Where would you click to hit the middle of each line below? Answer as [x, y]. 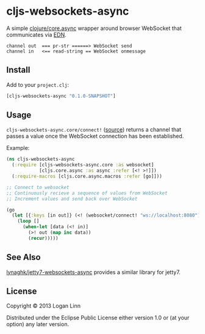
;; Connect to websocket [38, 187]
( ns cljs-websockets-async [41, 159]
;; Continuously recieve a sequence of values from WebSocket [87, 193]
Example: [18, 148]
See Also [23, 257]
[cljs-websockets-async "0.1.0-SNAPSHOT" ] [61, 96]
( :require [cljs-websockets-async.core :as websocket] [83, 165]
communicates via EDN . [36, 34]
